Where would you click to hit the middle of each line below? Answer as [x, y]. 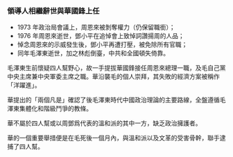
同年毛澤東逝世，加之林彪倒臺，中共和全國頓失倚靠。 [93, 53]
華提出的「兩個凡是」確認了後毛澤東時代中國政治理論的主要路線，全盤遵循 [113, 100]
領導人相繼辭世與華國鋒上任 [53, 10]
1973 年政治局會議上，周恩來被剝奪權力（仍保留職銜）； [96, 27]
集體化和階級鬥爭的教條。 [55, 109]
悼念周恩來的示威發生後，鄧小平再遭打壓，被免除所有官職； [102, 45]
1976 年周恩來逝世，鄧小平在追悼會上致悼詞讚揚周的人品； [101, 36]
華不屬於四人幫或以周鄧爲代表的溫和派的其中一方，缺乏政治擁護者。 [104, 123]
